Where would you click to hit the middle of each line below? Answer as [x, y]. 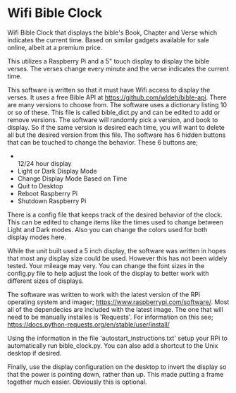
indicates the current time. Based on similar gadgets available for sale [108, 40]
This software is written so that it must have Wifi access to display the [109, 90]
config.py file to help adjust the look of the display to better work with [108, 273]
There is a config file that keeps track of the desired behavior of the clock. [115, 214]
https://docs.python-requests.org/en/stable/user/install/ [89, 324]
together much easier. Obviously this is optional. [77, 382]
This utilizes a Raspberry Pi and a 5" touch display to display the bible [108, 61]
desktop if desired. [35, 353]
